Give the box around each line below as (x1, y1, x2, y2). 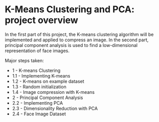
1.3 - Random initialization (12, 83, 67, 90)
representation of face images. (5, 47, 70, 54)
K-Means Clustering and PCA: (5, 4, 135, 15)
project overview (5, 14, 79, 26)
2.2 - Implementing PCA (12, 100, 63, 106)
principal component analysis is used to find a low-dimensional (5, 42, 138, 48)
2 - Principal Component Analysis (12, 94, 83, 101)
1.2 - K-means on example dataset (12, 78, 85, 84)
